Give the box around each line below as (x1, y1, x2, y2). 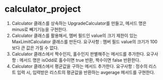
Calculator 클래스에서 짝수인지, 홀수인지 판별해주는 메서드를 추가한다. (11, 51, 145, 57)
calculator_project (4, 3, 81, 15)
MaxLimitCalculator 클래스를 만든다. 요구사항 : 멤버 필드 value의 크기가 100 (11, 38, 158, 45)
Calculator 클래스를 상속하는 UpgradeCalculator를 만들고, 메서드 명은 (11, 20, 147, 26)
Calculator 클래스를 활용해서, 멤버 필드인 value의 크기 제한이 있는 (11, 32, 138, 38)
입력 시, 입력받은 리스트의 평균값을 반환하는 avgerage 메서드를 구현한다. (17, 69, 155, 75)
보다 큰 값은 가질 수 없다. (11, 45, 59, 51)
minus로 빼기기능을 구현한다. (11, 26, 68, 32)
